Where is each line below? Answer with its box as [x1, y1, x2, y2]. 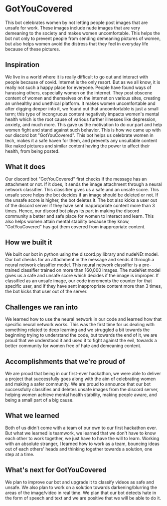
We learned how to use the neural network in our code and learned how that [5, 316, 162, 322]
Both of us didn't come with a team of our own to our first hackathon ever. [5, 425, 157, 431]
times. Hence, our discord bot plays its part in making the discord [5, 208, 140, 214]
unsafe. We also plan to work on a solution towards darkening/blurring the [5, 484, 158, 490]
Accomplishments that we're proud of [5, 357, 126, 366]
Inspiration [5, 60, 40, 69]
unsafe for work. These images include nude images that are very [5, 24, 141, 30]
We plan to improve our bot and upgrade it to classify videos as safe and [5, 479, 155, 485]
